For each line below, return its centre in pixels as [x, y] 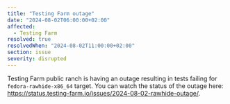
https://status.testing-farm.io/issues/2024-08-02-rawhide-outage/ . [104, 93]
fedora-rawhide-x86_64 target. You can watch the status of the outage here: [115, 86]
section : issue [29, 53]
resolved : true [29, 40]
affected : [22, 26]
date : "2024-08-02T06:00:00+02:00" [59, 20]
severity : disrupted [37, 59]
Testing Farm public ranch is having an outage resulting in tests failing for [112, 78]
